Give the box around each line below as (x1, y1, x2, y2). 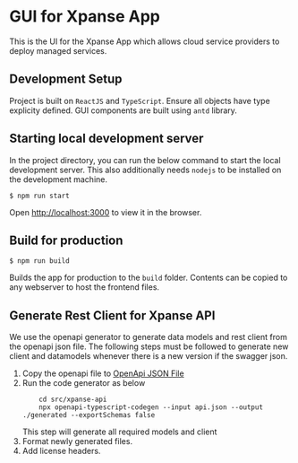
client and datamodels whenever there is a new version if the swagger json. (9, 351, 288, 362)
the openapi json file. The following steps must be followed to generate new (9, 341, 289, 352)
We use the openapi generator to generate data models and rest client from (9, 332, 288, 343)
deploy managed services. (9, 45, 107, 56)
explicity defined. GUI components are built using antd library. (9, 105, 237, 116)
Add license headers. (21, 446, 101, 457)
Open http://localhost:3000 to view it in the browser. (9, 206, 202, 217)
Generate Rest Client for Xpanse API (9, 308, 216, 323)
